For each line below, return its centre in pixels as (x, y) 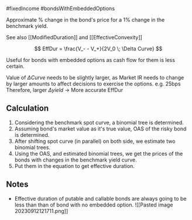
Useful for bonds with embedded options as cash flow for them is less (91, 60)
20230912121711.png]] (41, 211)
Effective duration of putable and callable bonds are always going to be (100, 198)
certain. (15, 66)
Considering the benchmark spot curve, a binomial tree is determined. (99, 122)
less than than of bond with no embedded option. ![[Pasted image (94, 205)
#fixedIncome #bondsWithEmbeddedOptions (61, 8)
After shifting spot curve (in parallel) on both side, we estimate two (95, 141)
